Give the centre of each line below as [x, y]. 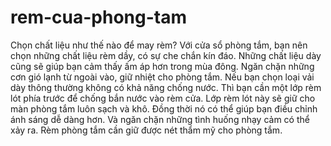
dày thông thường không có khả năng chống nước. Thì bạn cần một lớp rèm [166, 87]
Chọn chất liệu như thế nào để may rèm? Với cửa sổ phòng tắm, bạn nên [159, 45]
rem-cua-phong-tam [98, 17]
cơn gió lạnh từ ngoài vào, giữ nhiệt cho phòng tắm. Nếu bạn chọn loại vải [162, 77]
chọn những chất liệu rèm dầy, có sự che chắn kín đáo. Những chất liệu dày [166, 55]
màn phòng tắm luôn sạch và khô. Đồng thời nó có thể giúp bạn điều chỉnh [164, 108]
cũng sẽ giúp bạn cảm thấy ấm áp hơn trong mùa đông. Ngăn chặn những [162, 66]
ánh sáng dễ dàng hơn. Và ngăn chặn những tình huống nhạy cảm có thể [160, 119]
